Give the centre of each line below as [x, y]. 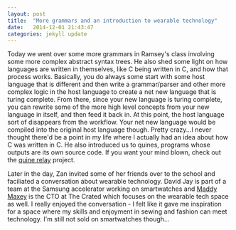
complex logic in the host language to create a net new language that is [112, 92]
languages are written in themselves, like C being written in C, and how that [118, 69]
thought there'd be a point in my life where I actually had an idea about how [118, 137]
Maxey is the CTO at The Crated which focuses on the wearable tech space [118, 197]
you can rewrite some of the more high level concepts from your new [108, 107]
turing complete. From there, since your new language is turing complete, [115, 100]
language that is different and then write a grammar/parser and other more [117, 84]
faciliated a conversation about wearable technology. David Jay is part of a [117, 182]
